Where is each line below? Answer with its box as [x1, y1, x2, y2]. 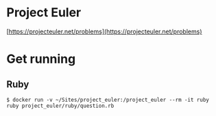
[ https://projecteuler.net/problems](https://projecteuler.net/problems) [6, 27, 203, 35]
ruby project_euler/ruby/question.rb [6, 102, 115, 109]
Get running [6, 51, 76, 67]
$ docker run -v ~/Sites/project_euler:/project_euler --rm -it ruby [6, 96, 210, 103]
